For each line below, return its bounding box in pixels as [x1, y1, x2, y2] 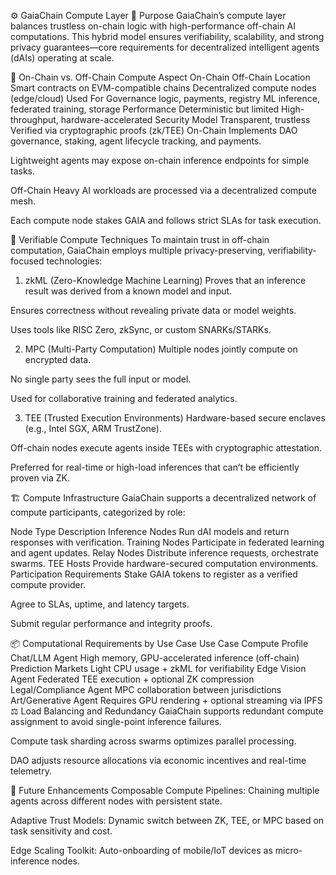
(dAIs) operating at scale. [10, 52, 115, 64]
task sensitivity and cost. [10, 825, 113, 837]
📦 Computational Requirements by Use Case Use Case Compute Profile [10, 638, 309, 649]
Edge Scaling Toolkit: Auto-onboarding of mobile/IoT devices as [10, 845, 273, 856]
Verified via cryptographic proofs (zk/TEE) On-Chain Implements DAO [10, 125, 298, 136]
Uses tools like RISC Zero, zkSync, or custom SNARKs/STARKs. [10, 324, 272, 335]
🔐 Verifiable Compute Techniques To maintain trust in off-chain [10, 234, 270, 245]
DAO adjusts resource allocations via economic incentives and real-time [10, 755, 307, 766]
